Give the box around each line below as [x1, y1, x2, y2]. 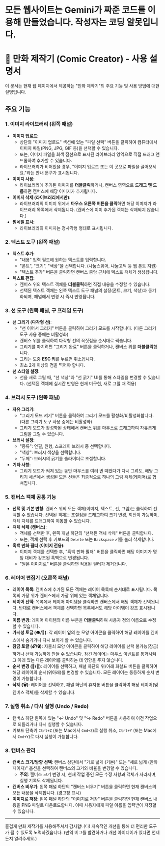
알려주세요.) [14, 835, 37, 841]
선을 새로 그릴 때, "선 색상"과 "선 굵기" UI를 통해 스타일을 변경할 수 [19, 375, 147, 380]
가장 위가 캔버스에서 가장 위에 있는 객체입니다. [21, 593, 110, 599]
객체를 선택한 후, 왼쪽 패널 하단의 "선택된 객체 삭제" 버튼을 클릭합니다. [19, 530, 153, 536]
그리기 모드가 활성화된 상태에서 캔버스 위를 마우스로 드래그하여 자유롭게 [19, 425, 156, 431]
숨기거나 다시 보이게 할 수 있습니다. [25, 637, 92, 643]
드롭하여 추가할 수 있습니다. [19, 157, 72, 163]
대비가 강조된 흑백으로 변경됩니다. [25, 555, 89, 560]
